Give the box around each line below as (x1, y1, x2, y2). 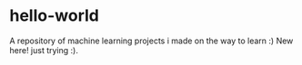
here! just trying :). (9, 44, 79, 55)
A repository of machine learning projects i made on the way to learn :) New (9, 35, 294, 46)
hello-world (9, 5, 100, 26)
